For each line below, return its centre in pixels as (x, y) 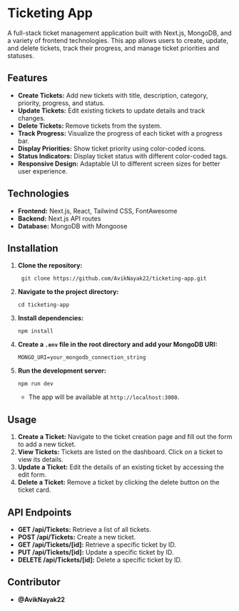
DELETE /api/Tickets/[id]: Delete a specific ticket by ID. (100, 560)
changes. (31, 118)
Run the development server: (62, 371)
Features (27, 78)
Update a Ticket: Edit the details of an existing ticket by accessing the (121, 467)
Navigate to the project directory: (68, 292)
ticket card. (34, 490)
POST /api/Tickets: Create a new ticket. (77, 537)
